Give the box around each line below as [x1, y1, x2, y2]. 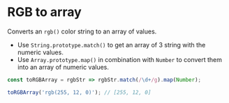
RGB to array [7, 4, 82, 20]
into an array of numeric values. [17, 63, 110, 71]
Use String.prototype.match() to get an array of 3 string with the [17, 40, 206, 49]
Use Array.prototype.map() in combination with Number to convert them [17, 55, 222, 63]
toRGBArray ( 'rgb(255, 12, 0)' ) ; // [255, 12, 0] [7, 88, 152, 96]
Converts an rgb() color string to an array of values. [7, 27, 157, 35]
